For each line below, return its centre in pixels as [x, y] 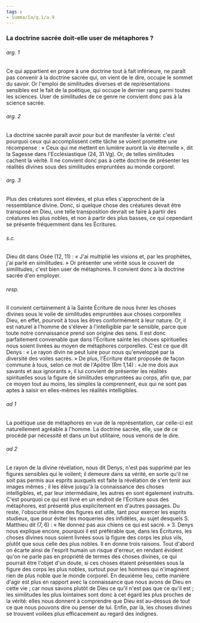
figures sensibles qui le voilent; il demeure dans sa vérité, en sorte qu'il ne [97, 474]
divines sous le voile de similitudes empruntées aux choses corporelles [94, 314]
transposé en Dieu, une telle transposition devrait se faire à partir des [91, 212]
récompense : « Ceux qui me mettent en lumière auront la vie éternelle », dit [99, 148]
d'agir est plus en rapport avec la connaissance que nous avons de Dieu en [99, 582]
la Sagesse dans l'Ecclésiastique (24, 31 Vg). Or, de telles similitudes [90, 154]
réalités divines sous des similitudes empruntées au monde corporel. [91, 167]
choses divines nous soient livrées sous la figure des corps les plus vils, [95, 537]
